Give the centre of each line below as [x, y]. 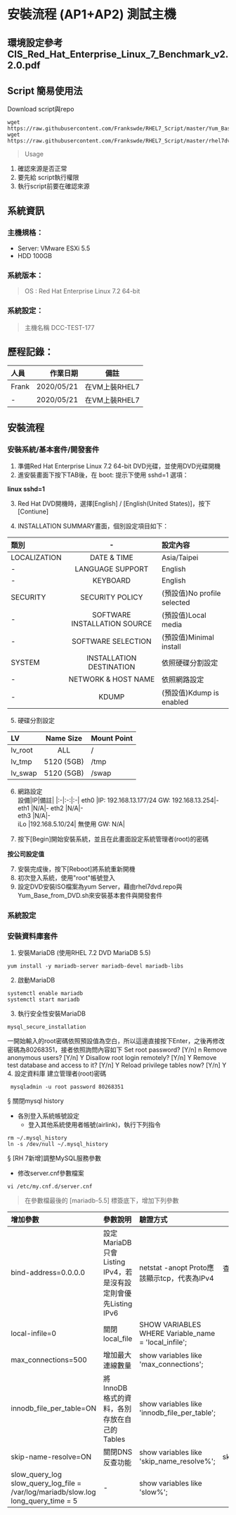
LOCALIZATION [36, 558]
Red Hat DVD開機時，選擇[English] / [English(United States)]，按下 [114, 504]
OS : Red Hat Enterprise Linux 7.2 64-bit [82, 291]
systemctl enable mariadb [45, 994]
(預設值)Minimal [188, 638]
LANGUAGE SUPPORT [112, 569]
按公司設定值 [26, 854]
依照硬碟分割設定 [190, 663]
